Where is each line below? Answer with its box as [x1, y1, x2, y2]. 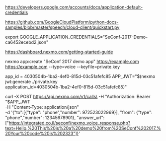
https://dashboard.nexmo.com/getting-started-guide [5, 49, 113, 55]
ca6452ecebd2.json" [5, 39, 49, 45]
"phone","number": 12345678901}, [5, 115, 76, 121]
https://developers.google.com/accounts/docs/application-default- [5, 4, 143, 10]
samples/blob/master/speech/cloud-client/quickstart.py [5, 24, 120, 30]
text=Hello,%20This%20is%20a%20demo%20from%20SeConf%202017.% [5, 125, 161, 131]
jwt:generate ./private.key [5, 79, 58, 84]
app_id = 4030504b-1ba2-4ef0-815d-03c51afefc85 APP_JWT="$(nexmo [5, 73, 156, 79]
